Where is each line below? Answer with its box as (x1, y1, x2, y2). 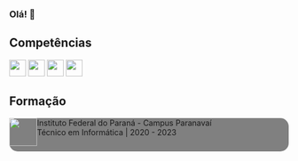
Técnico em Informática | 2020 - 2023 (36, 126, 177, 137)
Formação (9, 93, 67, 109)
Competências (9, 36, 92, 51)
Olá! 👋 (9, 8, 35, 20)
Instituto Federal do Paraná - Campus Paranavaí (36, 117, 212, 128)
